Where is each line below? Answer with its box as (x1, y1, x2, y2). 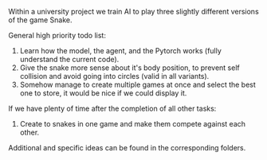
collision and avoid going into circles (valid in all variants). (19, 72, 210, 80)
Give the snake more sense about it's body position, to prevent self (19, 63, 241, 72)
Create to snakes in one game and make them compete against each (19, 119, 245, 128)
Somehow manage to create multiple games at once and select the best (19, 80, 257, 89)
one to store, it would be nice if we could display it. (19, 88, 187, 98)
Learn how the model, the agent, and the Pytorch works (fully (19, 46, 222, 55)
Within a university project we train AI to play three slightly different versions (8, 7, 259, 16)
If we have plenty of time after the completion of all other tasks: (8, 103, 217, 113)
